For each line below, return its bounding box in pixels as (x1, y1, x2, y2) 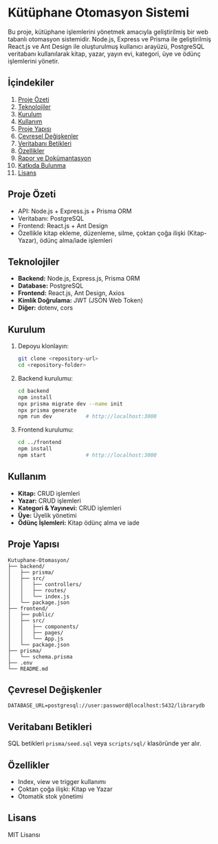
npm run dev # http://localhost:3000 (17, 413, 157, 420)
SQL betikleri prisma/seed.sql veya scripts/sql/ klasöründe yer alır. (8, 739, 201, 747)
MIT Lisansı (8, 830, 41, 838)
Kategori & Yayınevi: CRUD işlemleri (17, 503, 122, 512)
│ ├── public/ (8, 611, 54, 618)
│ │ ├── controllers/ (8, 581, 82, 587)
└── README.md (8, 665, 49, 672)
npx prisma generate (17, 407, 77, 414)
